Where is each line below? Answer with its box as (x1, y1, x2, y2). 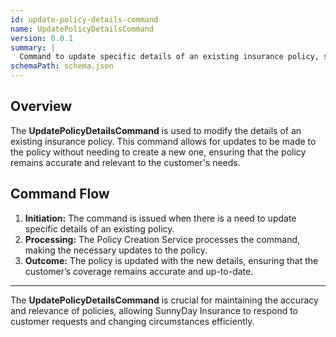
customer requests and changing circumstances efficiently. (10, 315, 255, 327)
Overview (10, 98, 73, 115)
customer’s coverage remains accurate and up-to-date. (24, 265, 254, 277)
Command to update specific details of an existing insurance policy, (19, 52, 320, 62)
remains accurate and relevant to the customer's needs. (10, 156, 241, 168)
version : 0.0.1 (10, 33, 74, 43)
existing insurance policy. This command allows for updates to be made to (10, 135, 317, 147)
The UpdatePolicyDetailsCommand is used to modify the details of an (10, 124, 302, 136)
